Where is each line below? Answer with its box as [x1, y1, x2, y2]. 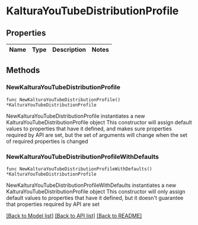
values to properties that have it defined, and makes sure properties [6, 125, 172, 132]
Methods [6, 65, 40, 76]
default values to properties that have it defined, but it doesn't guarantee [6, 194, 184, 201]
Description [52, 46, 86, 54]
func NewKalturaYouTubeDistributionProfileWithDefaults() [6, 165, 152, 172]
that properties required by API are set [6, 201, 100, 208]
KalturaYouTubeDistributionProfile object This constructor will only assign [6, 187, 186, 195]
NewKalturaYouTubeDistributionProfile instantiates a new [6, 112, 145, 120]
